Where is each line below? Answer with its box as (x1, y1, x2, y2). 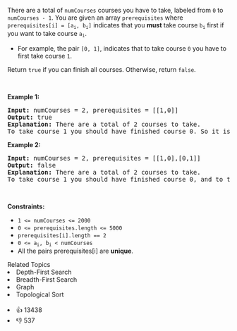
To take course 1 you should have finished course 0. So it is (7, 127, 231, 135)
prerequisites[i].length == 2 (17, 232, 107, 239)
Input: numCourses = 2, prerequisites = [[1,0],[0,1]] (7, 154, 201, 162)
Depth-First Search (16, 268, 72, 277)
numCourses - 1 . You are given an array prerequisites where (7, 13, 183, 22)
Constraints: (7, 202, 45, 211)
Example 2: (7, 140, 41, 149)
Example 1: (7, 92, 40, 101)
